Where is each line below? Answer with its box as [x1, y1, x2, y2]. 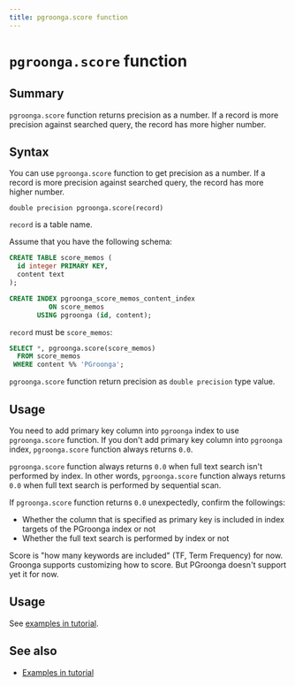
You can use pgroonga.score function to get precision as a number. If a [9, 168, 266, 179]
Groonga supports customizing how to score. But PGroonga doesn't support [9, 560, 287, 570]
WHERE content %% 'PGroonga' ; [12, 360, 125, 370]
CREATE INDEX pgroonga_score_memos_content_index [9, 293, 196, 303]
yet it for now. [9, 569, 59, 579]
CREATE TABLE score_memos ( [9, 254, 113, 263]
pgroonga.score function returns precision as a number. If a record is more [9, 110, 279, 120]
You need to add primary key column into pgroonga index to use [9, 425, 240, 436]
